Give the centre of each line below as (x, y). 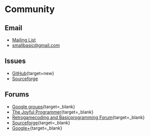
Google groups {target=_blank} (44, 106)
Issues (15, 61)
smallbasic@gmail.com (36, 45)
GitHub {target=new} (33, 73)
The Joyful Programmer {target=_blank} (53, 112)
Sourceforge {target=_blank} (41, 122)
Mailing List (24, 40)
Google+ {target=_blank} (37, 128)
